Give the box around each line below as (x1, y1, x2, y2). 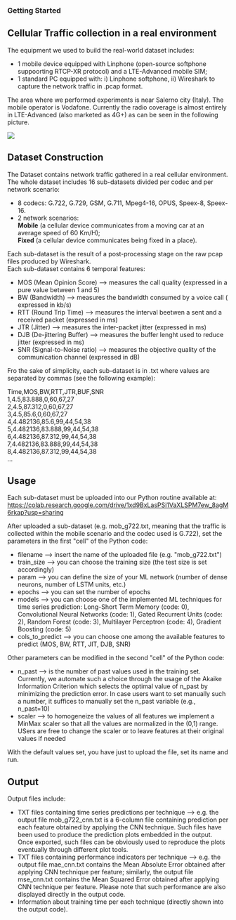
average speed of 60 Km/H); (17, 228, 100, 237)
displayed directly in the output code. (17, 891, 126, 899)
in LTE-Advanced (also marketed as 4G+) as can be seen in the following (7, 110, 219, 119)
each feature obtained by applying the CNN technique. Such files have (17, 823, 222, 832)
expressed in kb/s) (17, 301, 72, 309)
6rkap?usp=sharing (7, 508, 65, 517)
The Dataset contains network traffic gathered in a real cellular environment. (7, 170, 228, 178)
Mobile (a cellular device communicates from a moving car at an (17, 221, 205, 230)
